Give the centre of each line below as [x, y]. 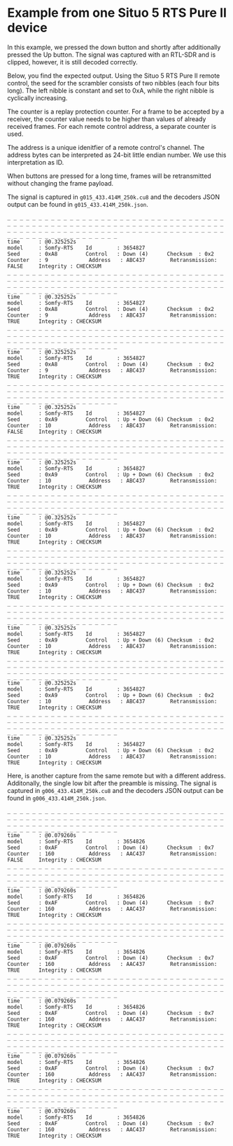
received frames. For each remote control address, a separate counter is [112, 126]
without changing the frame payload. [61, 183]
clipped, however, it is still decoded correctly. [72, 62]
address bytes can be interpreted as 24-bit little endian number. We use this [117, 155]
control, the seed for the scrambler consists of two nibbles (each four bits [113, 83]
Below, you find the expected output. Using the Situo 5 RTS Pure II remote [114, 76]
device [27, 28]
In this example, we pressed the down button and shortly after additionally [114, 47]
